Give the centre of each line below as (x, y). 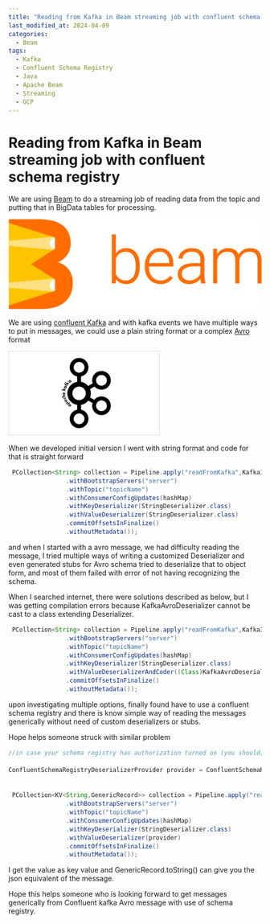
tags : (17, 51)
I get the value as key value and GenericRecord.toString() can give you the (131, 870)
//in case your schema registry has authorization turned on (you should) (136, 753)
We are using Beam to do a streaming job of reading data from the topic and (134, 199)
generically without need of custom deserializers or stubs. (104, 721)
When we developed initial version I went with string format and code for (129, 448)
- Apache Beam (39, 84)
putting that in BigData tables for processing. (82, 207)
